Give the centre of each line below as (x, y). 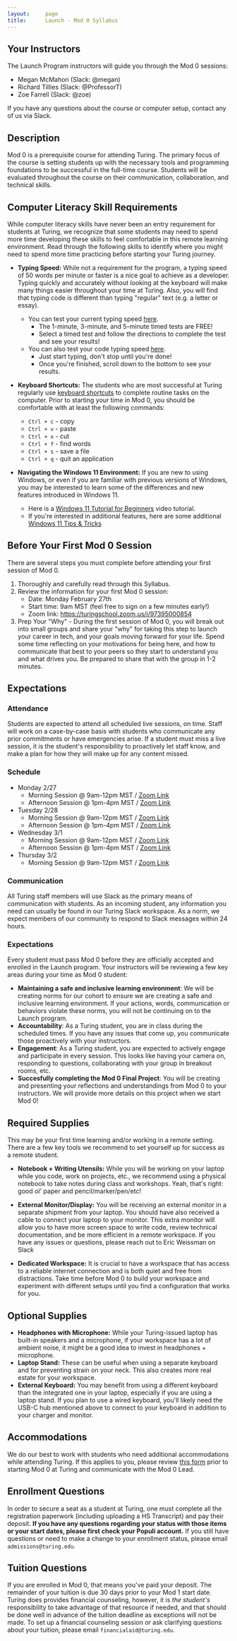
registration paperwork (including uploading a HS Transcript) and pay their (116, 1516)
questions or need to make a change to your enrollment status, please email (117, 1538)
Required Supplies (48, 1123)
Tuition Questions (47, 1568)
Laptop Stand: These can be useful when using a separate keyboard (117, 1362)
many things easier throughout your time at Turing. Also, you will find (118, 290)
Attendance (28, 708)
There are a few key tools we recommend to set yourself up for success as (116, 1148)
